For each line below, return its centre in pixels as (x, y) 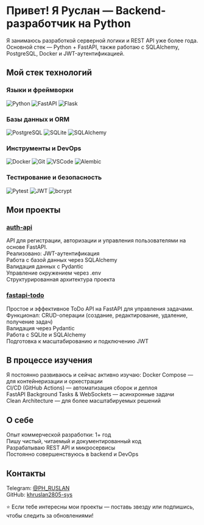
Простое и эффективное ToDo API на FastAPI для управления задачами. (100, 308)
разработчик (41, 24)
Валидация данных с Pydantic (45, 267)
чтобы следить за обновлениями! (50, 515)
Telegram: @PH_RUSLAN (38, 488)
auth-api (19, 227)
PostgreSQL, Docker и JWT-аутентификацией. (65, 53)
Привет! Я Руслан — (60, 11)
